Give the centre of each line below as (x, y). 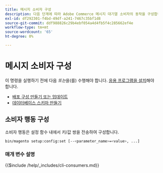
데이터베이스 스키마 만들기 (37, 102)
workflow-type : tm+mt (27, 28)
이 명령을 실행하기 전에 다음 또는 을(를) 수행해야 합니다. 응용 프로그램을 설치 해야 (80, 80)
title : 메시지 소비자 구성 (28, 9)
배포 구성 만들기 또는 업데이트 (40, 97)
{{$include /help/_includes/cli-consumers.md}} (52, 165)
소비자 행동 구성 (27, 120)
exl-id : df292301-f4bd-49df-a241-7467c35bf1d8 (53, 18)
